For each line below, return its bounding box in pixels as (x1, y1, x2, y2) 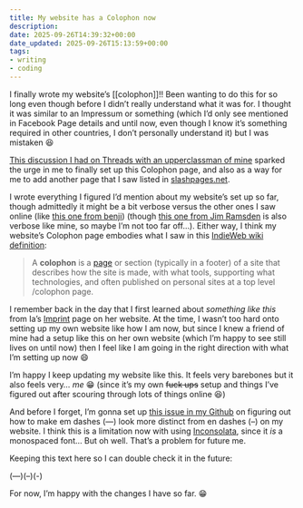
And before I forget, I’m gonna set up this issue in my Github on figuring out (9, 405, 292, 417)
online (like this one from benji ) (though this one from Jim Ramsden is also (9, 210, 288, 221)
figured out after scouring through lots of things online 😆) (9, 388, 226, 399)
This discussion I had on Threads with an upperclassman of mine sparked (9, 154, 286, 165)
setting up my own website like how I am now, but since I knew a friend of (9, 323, 286, 334)
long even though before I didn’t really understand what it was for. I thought (9, 98, 292, 109)
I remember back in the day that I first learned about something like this (9, 303, 277, 314)
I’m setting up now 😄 (9, 351, 89, 363)
